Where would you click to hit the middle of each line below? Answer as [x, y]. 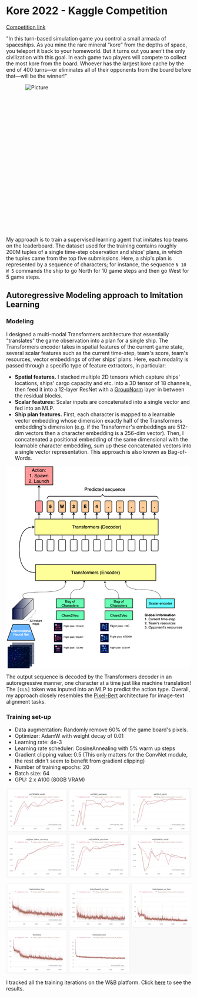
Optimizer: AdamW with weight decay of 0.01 [69, 735]
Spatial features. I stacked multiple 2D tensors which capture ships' [97, 377]
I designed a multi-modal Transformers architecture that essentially [88, 334]
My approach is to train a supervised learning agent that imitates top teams [97, 239]
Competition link [26, 27]
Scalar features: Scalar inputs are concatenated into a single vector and [102, 402]
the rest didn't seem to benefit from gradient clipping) [80, 761]
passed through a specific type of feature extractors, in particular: [86, 365]
